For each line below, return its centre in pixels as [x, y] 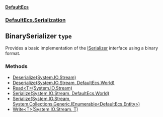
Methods [16, 66]
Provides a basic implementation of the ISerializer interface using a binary [82, 48]
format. [13, 53]
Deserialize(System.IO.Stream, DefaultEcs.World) [63, 82]
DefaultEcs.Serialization [35, 20]
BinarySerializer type [38, 36]
